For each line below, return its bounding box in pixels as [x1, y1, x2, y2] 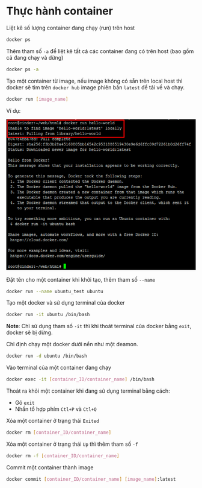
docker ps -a [6, 66, 39, 72]
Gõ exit [14, 399, 35, 407]
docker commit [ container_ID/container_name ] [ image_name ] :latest [6, 476, 176, 482]
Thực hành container [6, 4, 113, 18]
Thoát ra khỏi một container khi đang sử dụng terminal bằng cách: [6, 387, 170, 395]
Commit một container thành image [6, 463, 94, 471]
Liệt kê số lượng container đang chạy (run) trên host [6, 24, 135, 31]
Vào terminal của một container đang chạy [6, 364, 111, 372]
